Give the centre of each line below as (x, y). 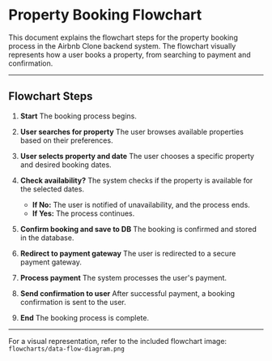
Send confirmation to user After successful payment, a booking (127, 293)
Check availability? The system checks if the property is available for (136, 180)
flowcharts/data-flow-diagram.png (67, 349)
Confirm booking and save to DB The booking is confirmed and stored (138, 229)
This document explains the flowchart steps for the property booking (123, 37)
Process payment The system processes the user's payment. (123, 277)
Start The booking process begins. (79, 116)
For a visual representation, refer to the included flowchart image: (118, 341)
